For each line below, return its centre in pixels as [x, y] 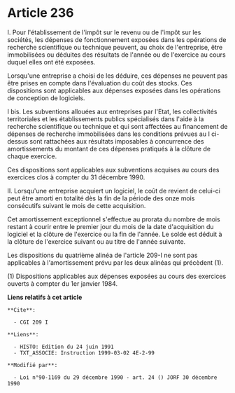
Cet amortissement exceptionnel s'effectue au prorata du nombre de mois [114, 219]
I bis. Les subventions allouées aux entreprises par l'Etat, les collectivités [112, 111]
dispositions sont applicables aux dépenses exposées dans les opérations [114, 90]
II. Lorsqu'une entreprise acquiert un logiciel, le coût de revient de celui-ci [114, 191]
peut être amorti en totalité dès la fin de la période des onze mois [101, 198]
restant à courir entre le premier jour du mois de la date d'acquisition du [111, 226]
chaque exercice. [32, 156]
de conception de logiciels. [46, 98]
